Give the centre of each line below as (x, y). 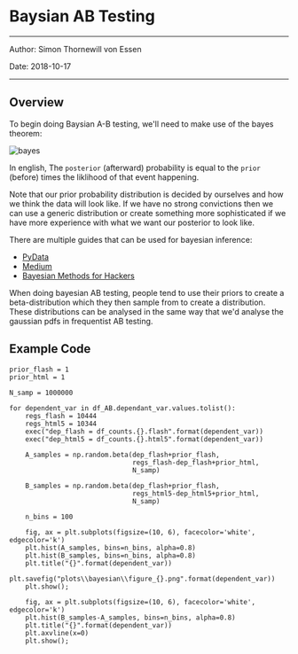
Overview (37, 102)
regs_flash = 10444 (61, 416)
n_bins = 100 (49, 517)
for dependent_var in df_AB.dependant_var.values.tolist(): (123, 408)
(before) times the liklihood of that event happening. (104, 177)
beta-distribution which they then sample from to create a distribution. (137, 302)
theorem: (26, 133)
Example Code (50, 349)
